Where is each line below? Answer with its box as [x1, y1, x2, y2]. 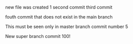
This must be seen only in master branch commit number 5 [5, 23, 128, 29]
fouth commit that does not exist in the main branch [5, 14, 113, 19]
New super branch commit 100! [5, 33, 71, 39]
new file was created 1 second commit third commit [5, 4, 113, 10]
